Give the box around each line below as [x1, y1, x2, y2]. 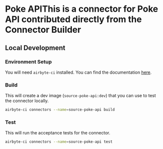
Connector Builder [5, 24, 81, 35]
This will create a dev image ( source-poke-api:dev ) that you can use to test [5, 93, 156, 99]
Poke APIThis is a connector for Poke [5, 3, 158, 15]
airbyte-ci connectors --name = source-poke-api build [5, 107, 115, 112]
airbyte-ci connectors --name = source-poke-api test [5, 139, 113, 145]
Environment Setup [5, 58, 52, 65]
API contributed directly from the [5, 14, 142, 25]
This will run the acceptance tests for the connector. [5, 130, 111, 136]
